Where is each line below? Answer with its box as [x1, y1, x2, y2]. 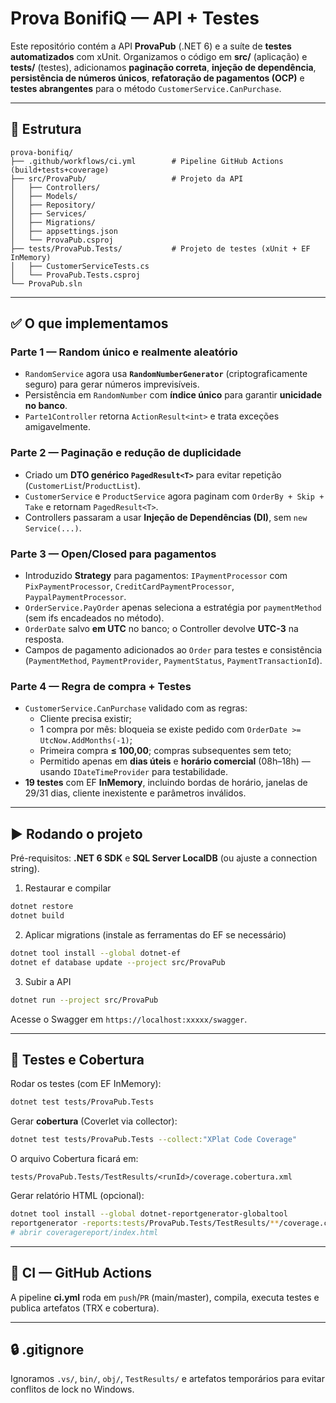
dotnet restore [10, 902, 74, 912]
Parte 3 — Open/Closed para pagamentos [10, 547, 217, 561]
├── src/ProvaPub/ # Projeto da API [10, 173, 244, 184]
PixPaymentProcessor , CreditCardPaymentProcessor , [24, 580, 235, 592]
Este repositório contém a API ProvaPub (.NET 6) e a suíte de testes [10, 40, 292, 52]
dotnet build [10, 911, 65, 921]
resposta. [24, 633, 65, 646]
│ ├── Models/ [10, 191, 78, 201]
